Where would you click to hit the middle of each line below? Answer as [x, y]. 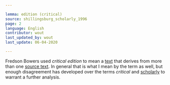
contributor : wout [25, 33]
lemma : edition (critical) [34, 14]
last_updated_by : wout [29, 38]
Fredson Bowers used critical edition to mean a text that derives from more [84, 61]
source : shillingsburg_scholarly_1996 [46, 19]
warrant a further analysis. [33, 77]
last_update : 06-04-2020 [31, 42]
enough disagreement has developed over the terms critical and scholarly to [85, 71]
